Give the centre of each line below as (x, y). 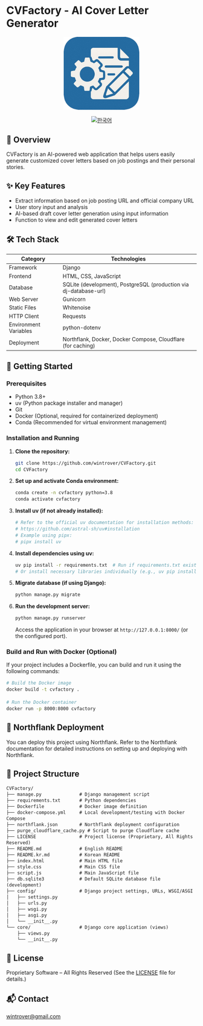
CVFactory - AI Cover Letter (78, 11)
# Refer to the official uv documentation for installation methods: (105, 523)
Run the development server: (53, 606)
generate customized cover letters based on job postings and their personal (101, 161)
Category (33, 259)
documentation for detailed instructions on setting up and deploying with (97, 748)
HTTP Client (24, 316)
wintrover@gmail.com (34, 1016)
